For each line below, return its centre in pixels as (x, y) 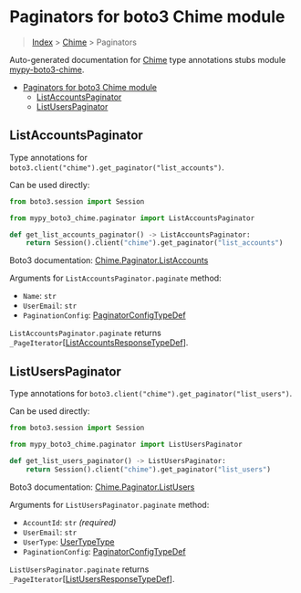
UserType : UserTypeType (68, 542)
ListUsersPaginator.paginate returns (79, 569)
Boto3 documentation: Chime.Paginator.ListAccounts (109, 260)
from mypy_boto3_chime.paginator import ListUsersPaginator (126, 444)
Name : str (39, 296)
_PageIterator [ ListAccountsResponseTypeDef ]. (99, 343)
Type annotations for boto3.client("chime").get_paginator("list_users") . (151, 394)
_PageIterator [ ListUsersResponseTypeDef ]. (92, 578)
